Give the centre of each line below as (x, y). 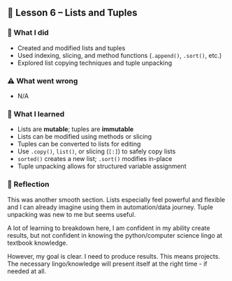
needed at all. (27, 271)
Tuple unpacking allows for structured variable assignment (102, 166)
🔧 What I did (28, 33)
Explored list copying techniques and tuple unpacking (95, 63)
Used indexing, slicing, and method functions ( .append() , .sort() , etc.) (119, 55)
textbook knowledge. (38, 243)
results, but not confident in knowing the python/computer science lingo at (115, 235)
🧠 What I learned (36, 114)
